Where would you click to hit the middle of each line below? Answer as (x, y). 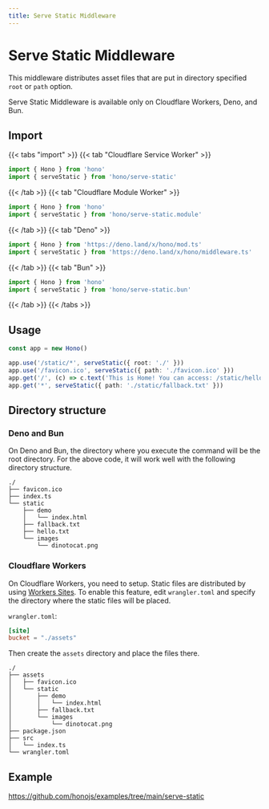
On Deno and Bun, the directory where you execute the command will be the (134, 451)
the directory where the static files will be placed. (90, 600)
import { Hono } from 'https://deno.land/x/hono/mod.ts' (105, 244)
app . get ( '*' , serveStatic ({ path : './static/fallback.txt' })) (116, 385)
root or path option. (41, 86)
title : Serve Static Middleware (62, 16)
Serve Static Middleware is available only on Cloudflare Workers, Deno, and (133, 102)
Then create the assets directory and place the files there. (104, 653)
